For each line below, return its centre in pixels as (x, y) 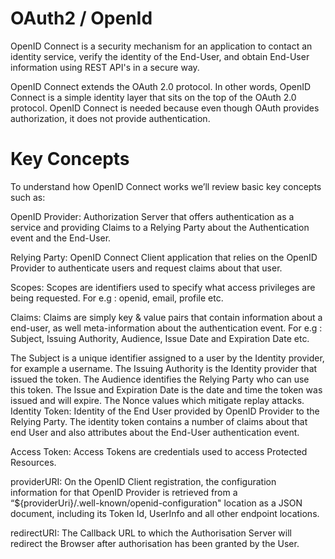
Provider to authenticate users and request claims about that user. (146, 268)
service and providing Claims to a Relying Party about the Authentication (160, 227)
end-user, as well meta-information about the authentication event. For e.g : (166, 328)
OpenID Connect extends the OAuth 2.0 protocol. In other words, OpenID (161, 86)
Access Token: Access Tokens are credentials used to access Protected (159, 451)
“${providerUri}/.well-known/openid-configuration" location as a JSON (156, 503)
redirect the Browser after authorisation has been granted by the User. (155, 543)
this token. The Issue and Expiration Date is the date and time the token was (166, 389)
